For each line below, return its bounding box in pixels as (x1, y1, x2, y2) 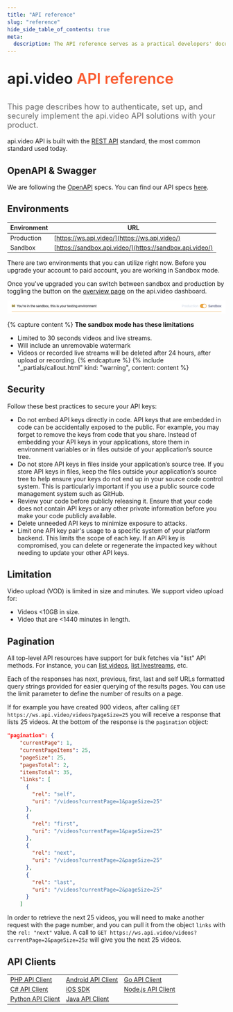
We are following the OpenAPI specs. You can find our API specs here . (7, 183, 209, 191)
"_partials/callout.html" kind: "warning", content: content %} (17, 363, 189, 371)
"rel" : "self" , (32, 791, 76, 798)
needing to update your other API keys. (17, 548, 130, 556)
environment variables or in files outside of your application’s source (17, 445, 213, 453)
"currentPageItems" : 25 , (19, 746, 92, 754)
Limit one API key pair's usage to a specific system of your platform (17, 526, 211, 535)
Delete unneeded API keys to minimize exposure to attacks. (17, 519, 187, 527)
